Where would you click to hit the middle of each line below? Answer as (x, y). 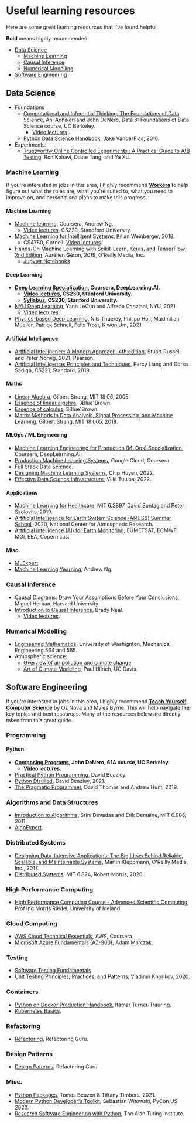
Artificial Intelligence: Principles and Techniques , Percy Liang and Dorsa (101, 364)
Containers (23, 992)
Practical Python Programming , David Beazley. (71, 775)
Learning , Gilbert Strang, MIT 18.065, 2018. (66, 421)
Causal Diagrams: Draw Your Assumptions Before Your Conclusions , (97, 597)
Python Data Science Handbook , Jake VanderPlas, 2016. (91, 138)
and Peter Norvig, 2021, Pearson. (54, 358)
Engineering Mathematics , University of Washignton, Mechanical (92, 644)
